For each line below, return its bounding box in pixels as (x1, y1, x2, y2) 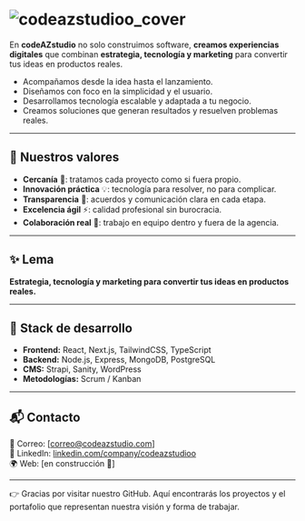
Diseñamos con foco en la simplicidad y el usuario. (22, 85, 213, 96)
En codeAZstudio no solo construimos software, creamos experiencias (9, 39, 280, 50)
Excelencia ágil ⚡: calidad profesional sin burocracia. (22, 204, 222, 215)
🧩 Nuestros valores (9, 150, 120, 165)
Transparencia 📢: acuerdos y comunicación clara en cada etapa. (22, 194, 266, 205)
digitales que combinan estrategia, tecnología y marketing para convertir (9, 48, 289, 59)
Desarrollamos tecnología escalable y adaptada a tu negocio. (22, 95, 251, 106)
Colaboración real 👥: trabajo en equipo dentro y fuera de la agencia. (22, 216, 280, 227)
